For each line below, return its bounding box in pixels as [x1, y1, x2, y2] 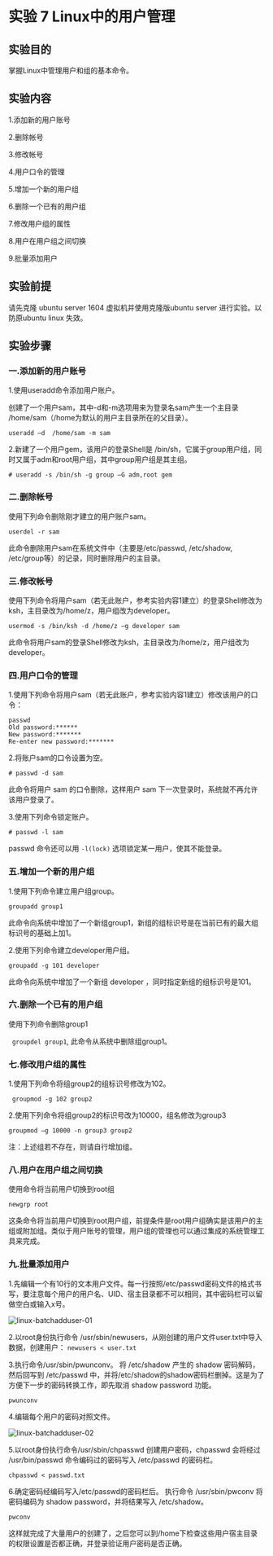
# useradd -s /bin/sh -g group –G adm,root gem [8, 471, 173, 479]
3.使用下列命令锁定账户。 [8, 812, 93, 822]
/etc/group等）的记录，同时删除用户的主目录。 [8, 553, 165, 563]
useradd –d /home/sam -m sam [8, 429, 111, 437]
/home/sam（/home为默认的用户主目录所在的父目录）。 [8, 413, 193, 423]
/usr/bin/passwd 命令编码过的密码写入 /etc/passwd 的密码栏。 [8, 1455, 218, 1465]
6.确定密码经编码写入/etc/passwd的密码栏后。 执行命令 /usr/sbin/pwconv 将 [8, 1486, 263, 1496]
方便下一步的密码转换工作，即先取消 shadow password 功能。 [8, 1380, 217, 1390]
